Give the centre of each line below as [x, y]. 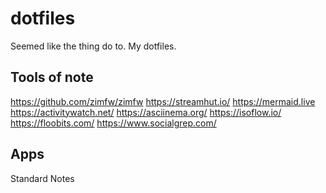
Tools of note [52, 77]
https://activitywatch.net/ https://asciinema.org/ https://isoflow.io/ [146, 112]
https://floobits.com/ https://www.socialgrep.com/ [113, 123]
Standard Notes [42, 178]
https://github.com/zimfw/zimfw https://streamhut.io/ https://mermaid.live [163, 101]
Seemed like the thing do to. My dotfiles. [93, 46]
